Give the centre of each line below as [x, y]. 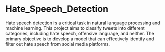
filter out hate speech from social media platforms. [58, 44]
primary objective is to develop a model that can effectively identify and [80, 39]
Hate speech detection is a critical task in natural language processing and [83, 23]
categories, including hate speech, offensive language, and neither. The [80, 33]
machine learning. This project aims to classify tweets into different [75, 28]
